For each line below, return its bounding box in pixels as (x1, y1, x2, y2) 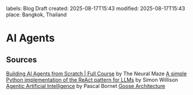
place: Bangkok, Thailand (6, 11, 67, 18)
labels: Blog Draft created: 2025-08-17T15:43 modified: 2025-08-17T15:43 (6, 5, 185, 12)
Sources (6, 55, 37, 65)
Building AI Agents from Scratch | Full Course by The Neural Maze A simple (6, 70, 187, 77)
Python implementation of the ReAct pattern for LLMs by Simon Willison (6, 76, 178, 83)
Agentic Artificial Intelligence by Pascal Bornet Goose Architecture (6, 83, 166, 89)
